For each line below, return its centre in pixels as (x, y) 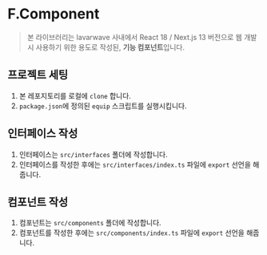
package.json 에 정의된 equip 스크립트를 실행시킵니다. (103, 106)
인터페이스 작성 (43, 134)
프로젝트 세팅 (38, 75)
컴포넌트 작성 (38, 202)
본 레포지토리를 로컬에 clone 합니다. (75, 95)
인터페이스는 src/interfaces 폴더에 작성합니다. (94, 154)
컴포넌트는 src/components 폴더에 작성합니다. (90, 223)
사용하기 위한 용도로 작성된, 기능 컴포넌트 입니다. (110, 47)
